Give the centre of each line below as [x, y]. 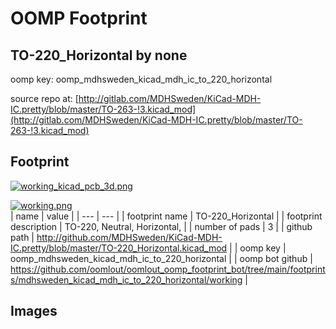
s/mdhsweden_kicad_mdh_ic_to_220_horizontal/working [126, 279]
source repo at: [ [44, 98]
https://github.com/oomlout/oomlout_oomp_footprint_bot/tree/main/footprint [168, 269]
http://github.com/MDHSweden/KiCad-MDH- [129, 237]
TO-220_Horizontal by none [99, 55]
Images [34, 311]
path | [22, 237]
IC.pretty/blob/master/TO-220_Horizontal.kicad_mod [119, 248]
